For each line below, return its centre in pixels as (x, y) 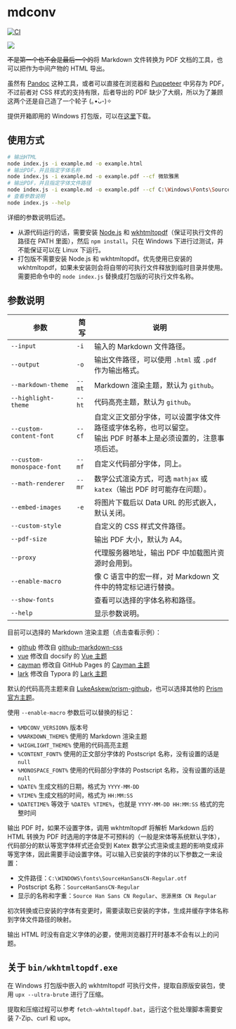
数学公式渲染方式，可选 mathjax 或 (151, 479)
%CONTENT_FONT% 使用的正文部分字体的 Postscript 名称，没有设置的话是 (118, 753)
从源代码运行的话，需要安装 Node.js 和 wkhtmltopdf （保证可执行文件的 (120, 232)
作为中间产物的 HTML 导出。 (67, 68)
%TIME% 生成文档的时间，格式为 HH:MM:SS (75, 795)
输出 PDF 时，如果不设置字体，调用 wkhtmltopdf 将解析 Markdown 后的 (111, 827)
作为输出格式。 (119, 370)
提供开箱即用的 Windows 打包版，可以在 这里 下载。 (81, 116)
